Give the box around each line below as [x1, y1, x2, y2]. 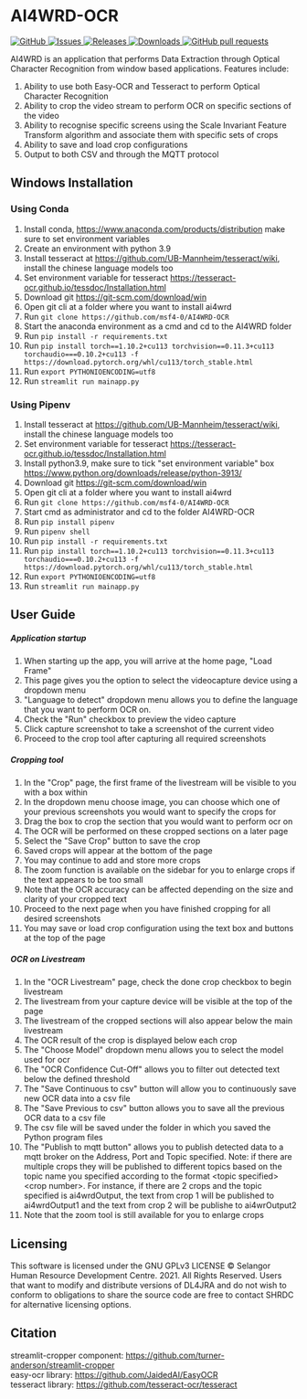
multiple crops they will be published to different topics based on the [23, 1161, 282, 1172]
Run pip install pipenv [23, 515, 115, 526]
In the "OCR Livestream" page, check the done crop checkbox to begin [23, 977, 291, 988]
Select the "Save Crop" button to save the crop [23, 835, 201, 846]
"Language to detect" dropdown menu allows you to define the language [23, 694, 298, 705]
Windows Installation [10, 175, 133, 191]
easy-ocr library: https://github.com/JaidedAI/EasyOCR [10, 1369, 218, 1380]
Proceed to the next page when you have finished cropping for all [23, 904, 270, 915]
